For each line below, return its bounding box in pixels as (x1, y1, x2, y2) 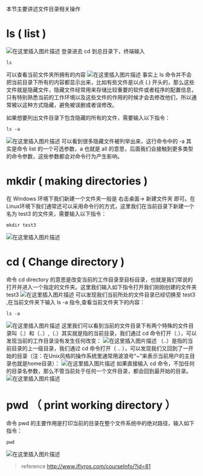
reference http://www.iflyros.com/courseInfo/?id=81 (21, 462, 151, 470)
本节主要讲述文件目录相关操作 (6, 5, 80, 12)
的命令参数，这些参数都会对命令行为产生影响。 (6, 152, 123, 160)
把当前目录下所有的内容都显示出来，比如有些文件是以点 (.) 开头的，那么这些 (6, 78, 195, 86)
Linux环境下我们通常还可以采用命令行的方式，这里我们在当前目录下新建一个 (6, 202, 195, 210)
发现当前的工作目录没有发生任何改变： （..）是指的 (6, 337, 188, 344)
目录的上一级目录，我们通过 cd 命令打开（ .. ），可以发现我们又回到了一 (11, 344, 188, 352)
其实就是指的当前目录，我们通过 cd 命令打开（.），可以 (61, 329, 197, 337)
